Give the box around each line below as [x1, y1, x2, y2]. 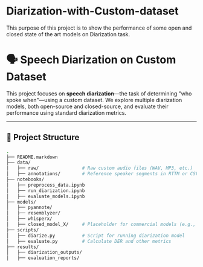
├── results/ [6, 243, 39, 250]
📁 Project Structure [6, 132, 80, 143]
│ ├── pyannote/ [6, 204, 53, 211]
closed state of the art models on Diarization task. [6, 30, 130, 37]
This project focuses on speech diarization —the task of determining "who [6, 89, 192, 97]
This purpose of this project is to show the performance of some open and [6, 24, 192, 31]
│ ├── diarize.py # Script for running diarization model [6, 233, 185, 239]
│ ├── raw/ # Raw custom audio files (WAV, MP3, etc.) [6, 165, 193, 172]
